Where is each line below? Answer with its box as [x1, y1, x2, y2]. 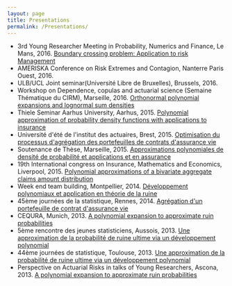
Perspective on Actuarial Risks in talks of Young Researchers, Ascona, [17, 263, 219, 271]
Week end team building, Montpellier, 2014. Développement [17, 182, 189, 191]
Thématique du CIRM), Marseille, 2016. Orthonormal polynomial [17, 94, 199, 102]
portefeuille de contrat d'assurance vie [17, 204, 129, 212]
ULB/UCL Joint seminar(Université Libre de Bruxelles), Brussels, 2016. [17, 79, 218, 87]
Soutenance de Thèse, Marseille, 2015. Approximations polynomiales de [17, 145, 224, 153]
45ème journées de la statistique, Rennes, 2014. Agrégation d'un [17, 197, 203, 205]
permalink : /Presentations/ [7, 23, 89, 30]
